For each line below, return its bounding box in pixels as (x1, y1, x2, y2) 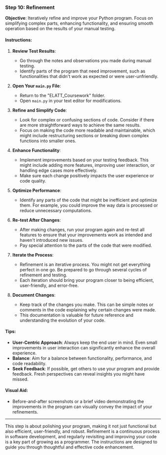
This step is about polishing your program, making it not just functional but (5, 423, 157, 429)
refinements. (12, 409, 39, 415)
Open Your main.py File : (12, 83, 61, 89)
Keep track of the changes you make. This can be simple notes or (19, 302, 154, 307)
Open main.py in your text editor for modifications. (19, 98, 122, 104)
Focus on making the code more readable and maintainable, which (19, 127, 156, 133)
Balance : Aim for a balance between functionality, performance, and (12, 355, 152, 361)
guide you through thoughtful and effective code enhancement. (5, 444, 134, 450)
